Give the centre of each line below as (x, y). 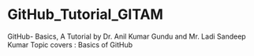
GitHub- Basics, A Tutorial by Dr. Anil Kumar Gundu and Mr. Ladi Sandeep (127, 36)
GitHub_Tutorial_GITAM (85, 15)
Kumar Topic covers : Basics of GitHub (70, 44)
